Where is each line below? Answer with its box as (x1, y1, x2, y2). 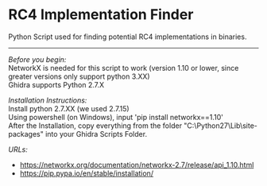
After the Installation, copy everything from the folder (8, 121, 183, 130)
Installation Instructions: (8, 95, 87, 105)
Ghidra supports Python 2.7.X (8, 79, 105, 89)
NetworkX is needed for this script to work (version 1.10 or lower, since (8, 63, 239, 72)
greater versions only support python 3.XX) (8, 72, 150, 81)
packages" (8, 129, 44, 138)
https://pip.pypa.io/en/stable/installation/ (19, 169, 153, 178)
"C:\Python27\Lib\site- (184, 121, 258, 130)
